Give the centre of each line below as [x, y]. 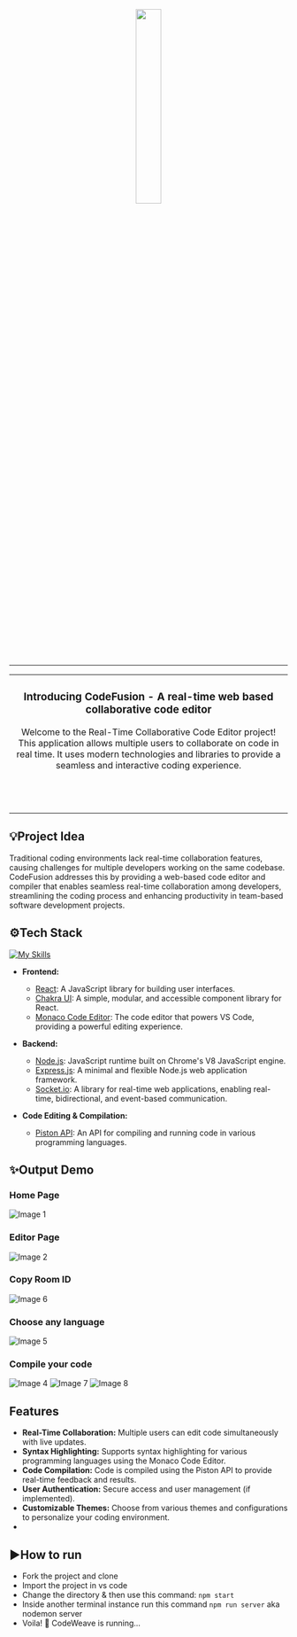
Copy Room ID [40, 1280]
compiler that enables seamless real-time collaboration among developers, [145, 886]
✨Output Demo [52, 1169]
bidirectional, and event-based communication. [141, 1098]
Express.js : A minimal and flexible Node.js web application [141, 1070]
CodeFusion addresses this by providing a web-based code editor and [137, 877]
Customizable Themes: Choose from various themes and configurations [155, 1508]
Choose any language [57, 1321]
